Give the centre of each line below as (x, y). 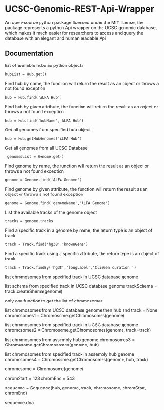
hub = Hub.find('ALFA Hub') (34, 97)
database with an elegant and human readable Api (56, 38)
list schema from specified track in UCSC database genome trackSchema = (81, 286)
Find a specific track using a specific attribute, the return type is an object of (82, 253)
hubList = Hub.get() (26, 74)
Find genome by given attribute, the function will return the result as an (76, 189)
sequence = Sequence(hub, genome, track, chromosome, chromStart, (76, 388)
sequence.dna (20, 402)
